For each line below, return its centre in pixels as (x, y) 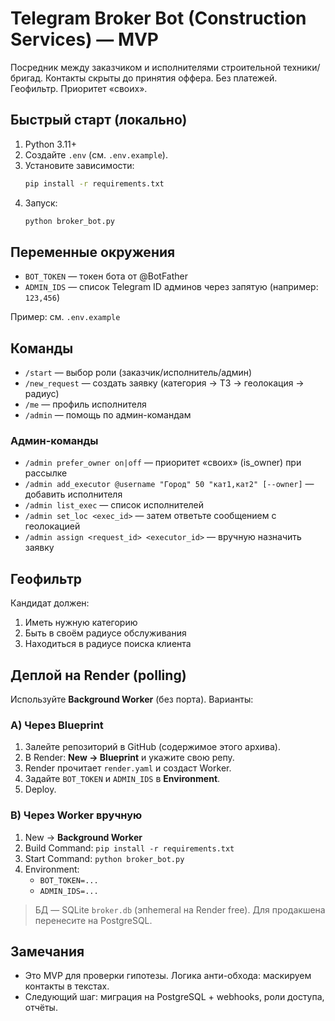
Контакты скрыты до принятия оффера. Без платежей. (161, 78)
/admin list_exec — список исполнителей (114, 505)
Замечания (47, 952)
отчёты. (41, 1008)
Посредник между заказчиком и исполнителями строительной (146, 67)
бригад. (26, 78)
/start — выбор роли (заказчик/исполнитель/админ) (138, 373)
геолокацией (52, 526)
